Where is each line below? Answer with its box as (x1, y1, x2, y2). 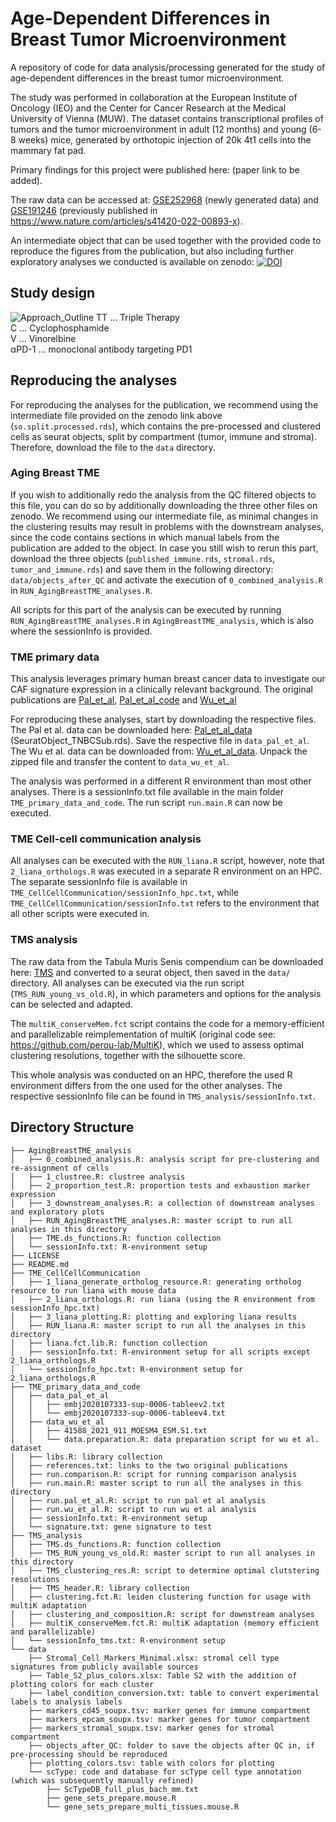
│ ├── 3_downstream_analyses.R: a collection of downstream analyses (10, 1198, 315, 1208)
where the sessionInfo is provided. (10, 625, 153, 637)
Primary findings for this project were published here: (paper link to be (10, 163, 300, 176)
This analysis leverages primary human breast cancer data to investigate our (10, 673, 326, 685)
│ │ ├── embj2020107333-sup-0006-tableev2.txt (10, 1399, 226, 1409)
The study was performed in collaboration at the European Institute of (10, 91, 298, 103)
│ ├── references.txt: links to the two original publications (10, 1460, 288, 1471)
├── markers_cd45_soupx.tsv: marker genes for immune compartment (28, 1705, 311, 1716)
